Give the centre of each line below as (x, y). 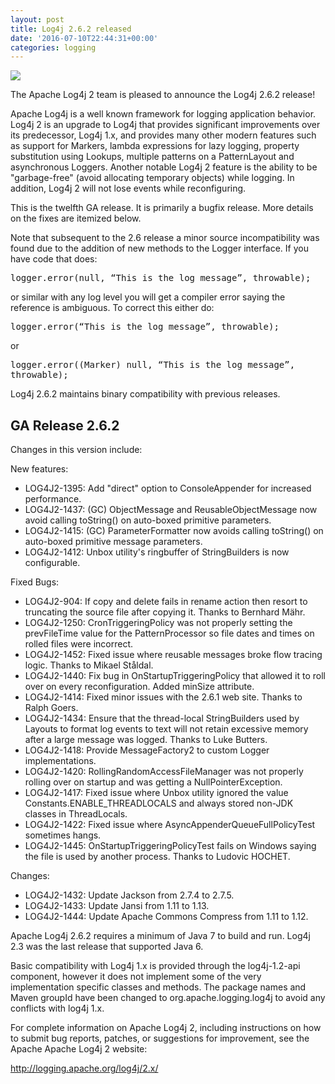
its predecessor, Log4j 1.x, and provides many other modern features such (163, 135)
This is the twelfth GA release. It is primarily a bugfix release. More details (162, 208)
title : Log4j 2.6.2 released (71, 29)
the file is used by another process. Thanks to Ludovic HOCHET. (157, 857)
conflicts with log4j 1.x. (57, 1008)
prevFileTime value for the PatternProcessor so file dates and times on (169, 633)
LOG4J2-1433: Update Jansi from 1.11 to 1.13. (117, 906)
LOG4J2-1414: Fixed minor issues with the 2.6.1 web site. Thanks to (163, 697)
